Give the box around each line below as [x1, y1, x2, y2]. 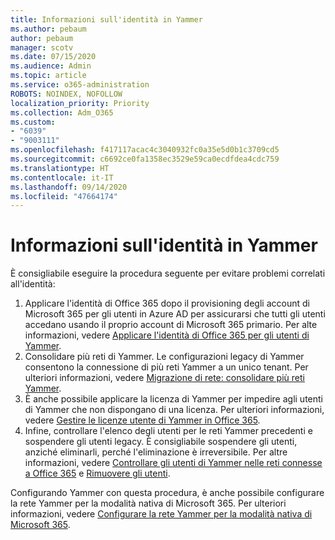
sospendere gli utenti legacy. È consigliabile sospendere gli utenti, [24, 436, 298, 448]
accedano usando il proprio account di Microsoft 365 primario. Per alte [24, 319, 318, 331]
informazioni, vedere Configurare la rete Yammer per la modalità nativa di [10, 508, 313, 520]
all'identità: [10, 278, 56, 290]
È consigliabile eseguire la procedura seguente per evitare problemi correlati [10, 267, 326, 280]
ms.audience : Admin [10, 61, 92, 71]
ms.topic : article [10, 71, 87, 81]
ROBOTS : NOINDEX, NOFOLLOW [10, 89, 123, 99]
